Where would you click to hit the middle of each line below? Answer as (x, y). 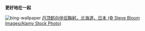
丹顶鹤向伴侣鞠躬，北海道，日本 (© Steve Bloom (91, 18)
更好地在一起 (18, 8)
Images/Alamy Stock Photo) (33, 23)
